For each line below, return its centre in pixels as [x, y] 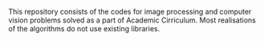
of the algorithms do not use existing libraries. [84, 29]
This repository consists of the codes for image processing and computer [130, 12]
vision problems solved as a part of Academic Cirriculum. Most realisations [132, 20]
